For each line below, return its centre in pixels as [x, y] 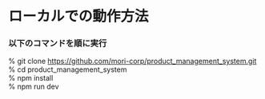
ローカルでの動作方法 [79, 16]
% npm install [31, 78]
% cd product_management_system [68, 69]
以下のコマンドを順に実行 [58, 43]
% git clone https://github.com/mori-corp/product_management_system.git [132, 61]
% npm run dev [34, 87]
